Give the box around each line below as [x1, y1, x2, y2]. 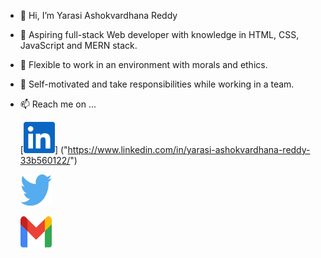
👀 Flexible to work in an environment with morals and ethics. [19, 59, 268, 70]
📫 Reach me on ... [19, 98, 97, 110]
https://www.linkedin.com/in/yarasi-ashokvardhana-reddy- [67, 144, 311, 155]
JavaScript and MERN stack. [19, 40, 138, 51]
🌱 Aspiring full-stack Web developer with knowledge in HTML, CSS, [19, 29, 300, 40]
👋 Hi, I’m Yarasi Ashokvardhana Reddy [19, 10, 178, 21]
